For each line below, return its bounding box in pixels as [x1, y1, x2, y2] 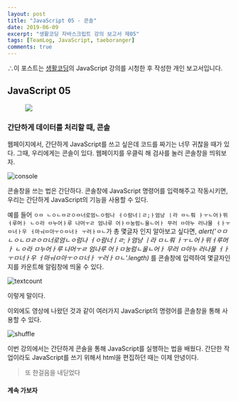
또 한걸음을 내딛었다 [24, 368, 80, 377]
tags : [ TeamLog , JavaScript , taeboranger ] [7, 37, 135, 44]
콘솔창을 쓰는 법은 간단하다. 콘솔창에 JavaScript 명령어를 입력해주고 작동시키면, [7, 186, 229, 196]
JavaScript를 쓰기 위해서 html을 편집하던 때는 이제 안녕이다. [31, 353, 199, 362]
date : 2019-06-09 [7, 23, 59, 31]
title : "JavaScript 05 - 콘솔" [7, 17, 97, 24]
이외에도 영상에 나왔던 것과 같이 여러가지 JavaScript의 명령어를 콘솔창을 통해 [7, 306, 221, 315]
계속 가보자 [7, 385, 38, 395]
